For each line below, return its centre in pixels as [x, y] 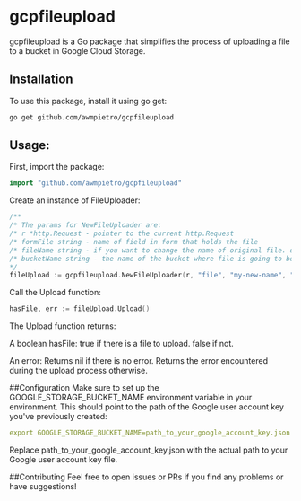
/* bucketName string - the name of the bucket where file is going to [146, 259]
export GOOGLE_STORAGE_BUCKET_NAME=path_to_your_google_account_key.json [150, 433]
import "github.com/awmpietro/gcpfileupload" [95, 183]
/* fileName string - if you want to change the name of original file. [148, 250]
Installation [41, 79]
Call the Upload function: [55, 293]
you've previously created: [58, 417]
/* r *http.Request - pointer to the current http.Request [122, 234]
